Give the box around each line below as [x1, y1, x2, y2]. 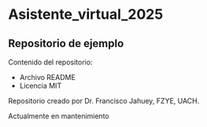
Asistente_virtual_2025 [8, 5, 164, 24]
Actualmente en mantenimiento [8, 111, 109, 121]
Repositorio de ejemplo [8, 37, 124, 50]
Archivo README [19, 73, 76, 82]
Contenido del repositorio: [8, 57, 93, 67]
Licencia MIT [19, 81, 62, 90]
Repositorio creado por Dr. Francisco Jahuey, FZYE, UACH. [8, 96, 200, 105]
